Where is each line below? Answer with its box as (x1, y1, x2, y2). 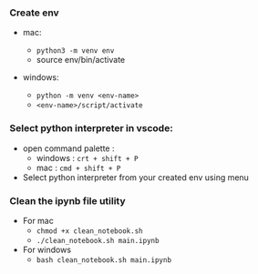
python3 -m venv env (36, 46, 115, 56)
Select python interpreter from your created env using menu (22, 171, 249, 183)
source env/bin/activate (36, 55, 126, 66)
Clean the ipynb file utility (9, 194, 126, 207)
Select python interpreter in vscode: (9, 122, 173, 135)
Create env (9, 6, 59, 19)
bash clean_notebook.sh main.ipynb (36, 255, 171, 265)
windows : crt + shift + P (36, 152, 139, 163)
